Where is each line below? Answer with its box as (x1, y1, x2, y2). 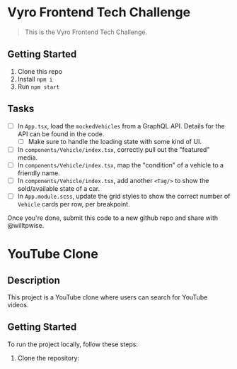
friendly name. (17, 168, 60, 177)
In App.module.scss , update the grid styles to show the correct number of (17, 192, 231, 200)
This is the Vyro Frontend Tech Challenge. (24, 28, 148, 36)
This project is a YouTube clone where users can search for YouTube (7, 292, 208, 302)
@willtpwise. (7, 221, 45, 229)
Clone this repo (17, 67, 62, 75)
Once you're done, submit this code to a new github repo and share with (7, 214, 218, 222)
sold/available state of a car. (17, 184, 100, 192)
